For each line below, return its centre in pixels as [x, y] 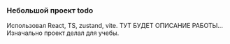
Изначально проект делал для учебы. [63, 33]
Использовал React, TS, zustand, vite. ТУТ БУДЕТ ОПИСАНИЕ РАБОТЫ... [115, 26]
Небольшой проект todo [50, 10]
